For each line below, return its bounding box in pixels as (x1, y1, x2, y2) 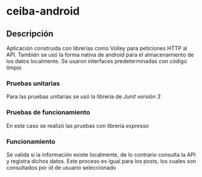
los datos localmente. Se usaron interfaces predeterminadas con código (6, 58, 187, 64)
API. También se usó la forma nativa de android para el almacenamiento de (6, 51, 195, 58)
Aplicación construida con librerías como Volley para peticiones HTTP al (6, 44, 187, 52)
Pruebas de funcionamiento (6, 108, 90, 117)
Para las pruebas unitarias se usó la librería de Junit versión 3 (6, 93, 161, 100)
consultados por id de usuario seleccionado (6, 164, 117, 171)
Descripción (6, 29, 54, 39)
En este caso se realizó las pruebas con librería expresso (6, 122, 149, 129)
